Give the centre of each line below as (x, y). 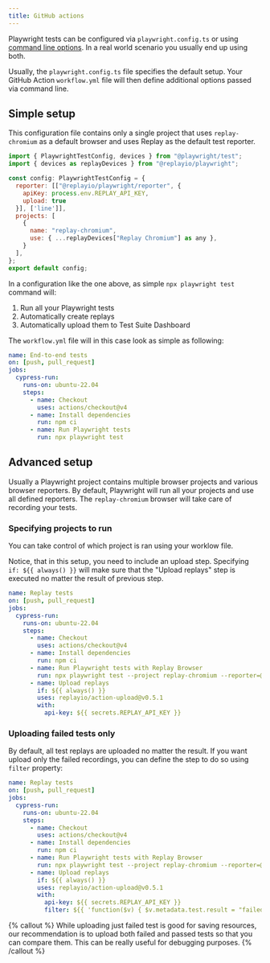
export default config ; (48, 268)
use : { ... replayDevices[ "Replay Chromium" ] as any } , (123, 238)
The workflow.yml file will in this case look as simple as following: (116, 340)
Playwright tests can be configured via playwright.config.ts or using (123, 39)
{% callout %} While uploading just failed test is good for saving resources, (133, 925)
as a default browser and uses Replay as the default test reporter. (147, 142)
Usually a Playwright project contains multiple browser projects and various (133, 481)
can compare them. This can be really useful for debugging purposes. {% (130, 943)
